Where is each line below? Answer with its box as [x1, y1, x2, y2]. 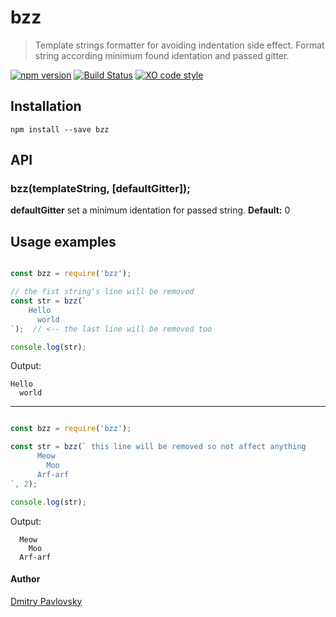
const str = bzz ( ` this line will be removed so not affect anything [10, 442, 307, 452]
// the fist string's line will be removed [10, 287, 195, 297]
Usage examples [10, 233, 117, 250]
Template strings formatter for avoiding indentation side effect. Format [34, 39, 325, 51]
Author [10, 573, 41, 585]
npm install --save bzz [10, 124, 110, 135]
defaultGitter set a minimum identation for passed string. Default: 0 [10, 204, 291, 216]
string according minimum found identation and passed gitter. [34, 49, 290, 61]
